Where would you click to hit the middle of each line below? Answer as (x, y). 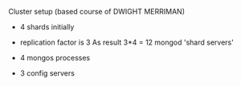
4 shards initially (47, 27)
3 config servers (47, 73)
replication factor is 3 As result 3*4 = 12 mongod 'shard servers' (127, 42)
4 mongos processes (55, 58)
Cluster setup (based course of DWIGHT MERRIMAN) (96, 12)
